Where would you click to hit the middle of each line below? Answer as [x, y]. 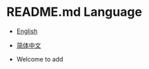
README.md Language [74, 12]
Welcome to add [40, 59]
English [27, 31]
